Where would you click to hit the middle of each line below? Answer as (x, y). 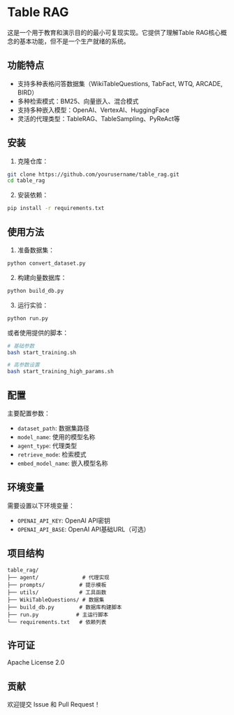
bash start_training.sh (42, 352)
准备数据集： (36, 250)
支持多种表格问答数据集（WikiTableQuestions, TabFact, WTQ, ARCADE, (120, 83)
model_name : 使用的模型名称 (56, 437)
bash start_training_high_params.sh (60, 372)
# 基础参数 (21, 346)
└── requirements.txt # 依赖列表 (57, 622)
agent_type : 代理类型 (47, 445)
